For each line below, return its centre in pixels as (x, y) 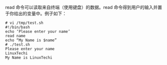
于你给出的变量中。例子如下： (36, 13)
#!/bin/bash (17, 27)
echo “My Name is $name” (31, 40)
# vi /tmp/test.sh (24, 23)
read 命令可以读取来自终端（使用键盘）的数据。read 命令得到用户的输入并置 (84, 7)
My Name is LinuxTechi (29, 58)
